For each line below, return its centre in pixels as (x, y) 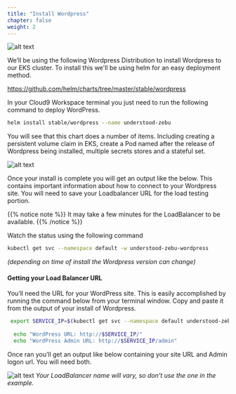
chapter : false (29, 20)
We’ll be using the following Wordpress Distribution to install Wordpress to (114, 60)
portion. (19, 201)
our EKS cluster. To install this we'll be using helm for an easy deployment (114, 68)
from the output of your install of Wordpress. (72, 308)
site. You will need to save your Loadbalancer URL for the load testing (108, 193)
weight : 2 (22, 27)
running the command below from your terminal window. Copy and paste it (116, 301)
